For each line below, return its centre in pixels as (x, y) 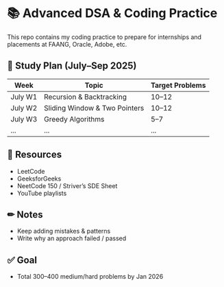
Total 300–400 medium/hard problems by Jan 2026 (90, 277)
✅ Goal (22, 260)
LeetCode (31, 171)
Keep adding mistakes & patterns (64, 231)
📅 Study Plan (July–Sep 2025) (72, 66)
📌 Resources (35, 155)
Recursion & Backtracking (85, 97)
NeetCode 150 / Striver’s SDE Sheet (67, 185)
